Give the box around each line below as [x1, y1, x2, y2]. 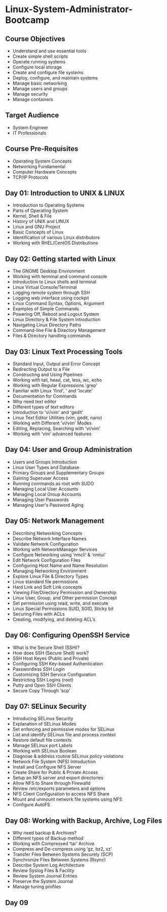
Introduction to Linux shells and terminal [12, 279, 97, 285]
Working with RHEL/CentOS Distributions [12, 240, 99, 246]
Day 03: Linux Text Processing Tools [5, 347, 123, 356]
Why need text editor [12, 399, 57, 405]
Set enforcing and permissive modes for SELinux [12, 726, 115, 733]
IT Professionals [12, 130, 47, 136]
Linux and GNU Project [12, 224, 61, 230]
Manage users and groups [12, 86, 68, 92]
